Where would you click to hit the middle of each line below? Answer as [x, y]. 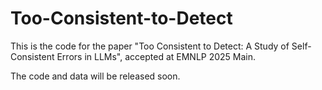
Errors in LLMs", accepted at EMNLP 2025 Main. [156, 56]
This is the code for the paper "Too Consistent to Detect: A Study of [150, 46]
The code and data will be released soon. [95, 76]
